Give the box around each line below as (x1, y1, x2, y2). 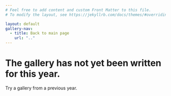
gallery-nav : (5, 26, 33, 31)
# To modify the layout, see (5, 12, 67, 17)
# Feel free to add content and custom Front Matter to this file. (5, 7, 152, 13)
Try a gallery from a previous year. (5, 85, 77, 91)
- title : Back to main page (10, 31, 70, 36)
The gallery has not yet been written (5, 57, 161, 69)
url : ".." (14, 36, 36, 41)
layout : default (5, 21, 40, 26)
